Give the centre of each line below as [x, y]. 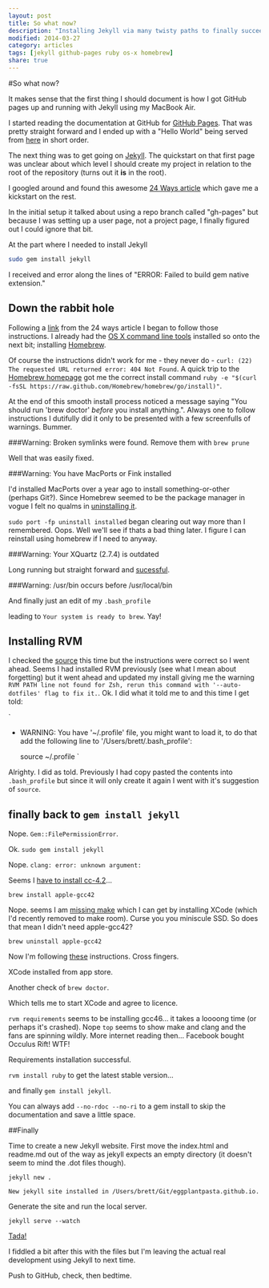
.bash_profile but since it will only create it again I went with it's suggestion [134, 781]
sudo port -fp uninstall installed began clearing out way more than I [127, 521]
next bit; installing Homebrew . [57, 345]
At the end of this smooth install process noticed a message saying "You [128, 401]
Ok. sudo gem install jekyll [56, 850]
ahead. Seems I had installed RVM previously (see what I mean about [122, 669]
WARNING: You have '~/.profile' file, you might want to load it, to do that [139, 733]
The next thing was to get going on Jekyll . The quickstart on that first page [132, 155]
